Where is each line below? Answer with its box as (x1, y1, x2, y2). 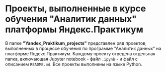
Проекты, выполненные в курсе (5, 3, 146, 14)
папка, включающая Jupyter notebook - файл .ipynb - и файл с (5, 56, 138, 62)
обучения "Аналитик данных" (5, 13, 137, 25)
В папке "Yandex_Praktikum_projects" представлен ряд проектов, (5, 40, 147, 46)
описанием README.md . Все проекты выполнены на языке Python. (5, 61, 143, 67)
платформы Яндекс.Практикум (5, 24, 143, 35)
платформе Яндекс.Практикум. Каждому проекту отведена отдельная (5, 50, 156, 57)
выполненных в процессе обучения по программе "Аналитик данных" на (5, 45, 162, 51)
